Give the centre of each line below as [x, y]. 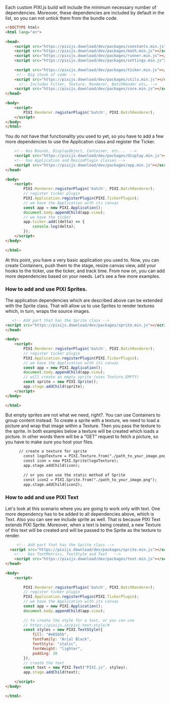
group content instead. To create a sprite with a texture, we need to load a [82, 421]
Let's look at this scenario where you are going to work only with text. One [83, 508]
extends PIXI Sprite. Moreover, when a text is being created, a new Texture [83, 525]
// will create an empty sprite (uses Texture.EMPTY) [81, 377]
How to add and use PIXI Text [42, 497]
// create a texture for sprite [53, 452]
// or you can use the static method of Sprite [74, 475]
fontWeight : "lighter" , [57, 649]
